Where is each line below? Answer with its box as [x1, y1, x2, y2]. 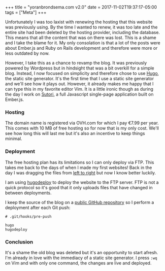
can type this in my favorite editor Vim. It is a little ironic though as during [5, 86, 154, 92]
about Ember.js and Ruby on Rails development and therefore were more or [5, 45, 158, 51]
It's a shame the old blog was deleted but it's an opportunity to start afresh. [5, 249, 159, 255]
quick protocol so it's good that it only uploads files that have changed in [5, 184, 153, 190]
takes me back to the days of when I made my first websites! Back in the [5, 165, 152, 170]
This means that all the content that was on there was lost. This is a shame [5, 34, 157, 40]
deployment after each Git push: [5, 204, 70, 210]
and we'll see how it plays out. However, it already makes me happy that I [5, 81, 154, 87]
